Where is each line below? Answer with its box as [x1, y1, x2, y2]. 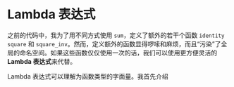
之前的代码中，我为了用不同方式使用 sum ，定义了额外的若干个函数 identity [7, 31, 225, 39]
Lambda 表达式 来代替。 [7, 57, 76, 65]
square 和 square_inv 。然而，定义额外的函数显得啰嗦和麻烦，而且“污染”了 [7, 39, 221, 48]
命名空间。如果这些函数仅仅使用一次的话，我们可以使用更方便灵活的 [19, 48, 217, 57]
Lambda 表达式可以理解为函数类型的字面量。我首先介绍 [7, 72, 168, 81]
